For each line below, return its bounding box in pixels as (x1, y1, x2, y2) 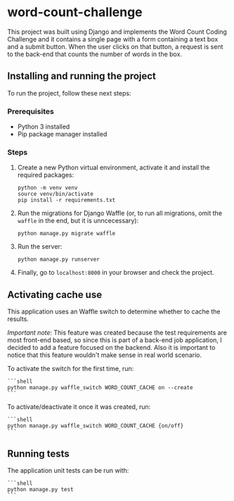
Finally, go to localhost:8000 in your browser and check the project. (17, 268, 214, 277)
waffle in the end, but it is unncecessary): (17, 216, 139, 225)
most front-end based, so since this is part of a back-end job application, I (7, 336, 223, 344)
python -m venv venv (17, 184, 78, 192)
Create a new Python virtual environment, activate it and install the (17, 163, 210, 172)
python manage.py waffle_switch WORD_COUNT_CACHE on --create (7, 384, 193, 391)
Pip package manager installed (17, 130, 108, 138)
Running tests (7, 448, 70, 460)
